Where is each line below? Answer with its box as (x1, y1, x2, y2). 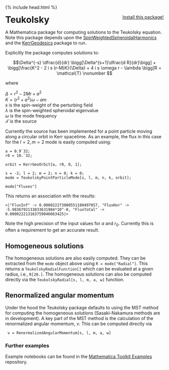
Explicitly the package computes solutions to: (5, 50, 100, 56)
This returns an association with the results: (5, 193, 96, 199)
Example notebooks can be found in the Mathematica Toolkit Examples (5, 353, 152, 360)
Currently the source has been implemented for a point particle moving (5, 128, 152, 134)
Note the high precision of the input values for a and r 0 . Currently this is (5, 221, 154, 228)
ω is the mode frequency (5, 113, 57, 119)
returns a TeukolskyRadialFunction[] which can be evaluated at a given (5, 266, 153, 272)
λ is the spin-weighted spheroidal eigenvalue (5, 108, 99, 114)
